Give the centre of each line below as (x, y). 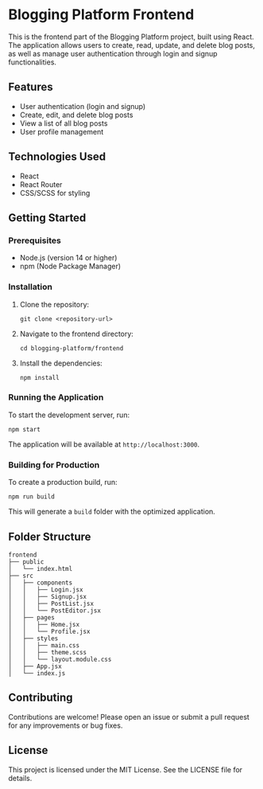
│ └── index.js (37, 673)
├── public (26, 562)
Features (31, 87)
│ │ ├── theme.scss (48, 652)
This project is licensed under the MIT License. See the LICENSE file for (126, 769)
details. (20, 778)
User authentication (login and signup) (83, 106)
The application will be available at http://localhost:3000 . (104, 444)
